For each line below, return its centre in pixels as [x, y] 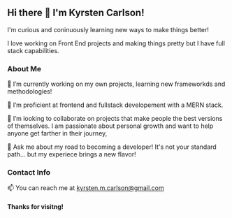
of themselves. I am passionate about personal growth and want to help [110, 126]
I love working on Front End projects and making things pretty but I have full [116, 43]
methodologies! [30, 92]
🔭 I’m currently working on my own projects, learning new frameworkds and [116, 84]
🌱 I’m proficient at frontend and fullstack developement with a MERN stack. [115, 105]
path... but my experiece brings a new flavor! [72, 154]
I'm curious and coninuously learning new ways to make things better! [108, 29]
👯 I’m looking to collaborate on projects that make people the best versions [115, 119]
